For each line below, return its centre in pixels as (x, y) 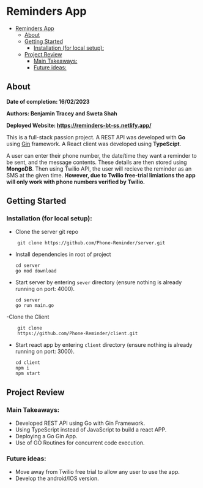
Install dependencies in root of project (63, 254)
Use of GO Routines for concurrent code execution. (80, 443)
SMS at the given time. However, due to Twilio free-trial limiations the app (101, 175)
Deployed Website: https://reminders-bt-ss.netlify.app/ (79, 125)
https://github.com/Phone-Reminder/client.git (78, 334)
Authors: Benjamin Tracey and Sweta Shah (62, 113)
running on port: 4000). (45, 289)
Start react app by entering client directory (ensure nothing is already (104, 345)
